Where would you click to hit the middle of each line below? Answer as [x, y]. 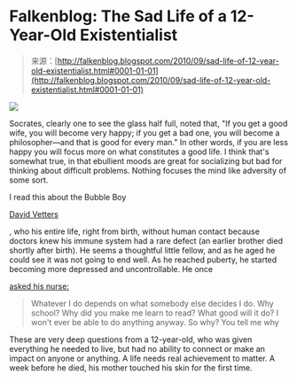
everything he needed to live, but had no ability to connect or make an [137, 348]
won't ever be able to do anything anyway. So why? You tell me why [155, 322]
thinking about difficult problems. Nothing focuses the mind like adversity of [148, 170]
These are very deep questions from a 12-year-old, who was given [131, 339]
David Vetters [34, 214]
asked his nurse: [39, 286]
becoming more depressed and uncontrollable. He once [111, 269]
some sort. [29, 180]
